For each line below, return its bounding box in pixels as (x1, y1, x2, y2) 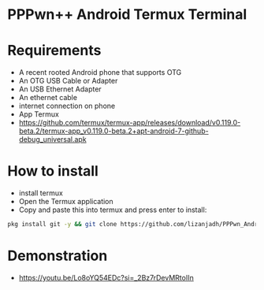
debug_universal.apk (18, 135, 87, 144)
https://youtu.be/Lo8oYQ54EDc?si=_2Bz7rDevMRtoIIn (18, 273, 194, 282)
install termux (18, 188, 64, 198)
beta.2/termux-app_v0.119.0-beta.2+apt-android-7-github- (18, 126, 210, 136)
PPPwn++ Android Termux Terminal (7, 6, 247, 24)
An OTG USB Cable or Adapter (18, 76, 118, 86)
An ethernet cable (18, 93, 78, 102)
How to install (7, 162, 99, 180)
